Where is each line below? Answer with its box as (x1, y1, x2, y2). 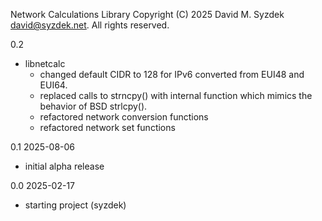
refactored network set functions (39, 122, 176, 133)
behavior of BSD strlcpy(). (39, 100, 148, 112)
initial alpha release (24, 160, 105, 172)
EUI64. (39, 79, 68, 91)
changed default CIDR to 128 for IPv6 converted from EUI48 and (39, 69, 305, 80)
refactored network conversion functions (39, 111, 209, 123)
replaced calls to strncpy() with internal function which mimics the (39, 90, 313, 101)
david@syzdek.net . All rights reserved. (10, 19, 170, 31)
